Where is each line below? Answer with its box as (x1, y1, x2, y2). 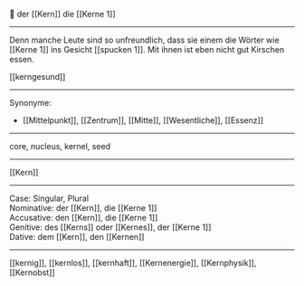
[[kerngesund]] (9, 71, 66, 81)
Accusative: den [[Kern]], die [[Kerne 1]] (9, 213, 158, 223)
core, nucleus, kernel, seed (9, 141, 111, 151)
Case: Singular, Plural (9, 193, 89, 204)
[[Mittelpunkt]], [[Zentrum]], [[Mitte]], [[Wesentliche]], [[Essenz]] (22, 115, 264, 126)
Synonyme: (9, 98, 52, 108)
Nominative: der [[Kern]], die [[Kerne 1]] (9, 203, 157, 213)
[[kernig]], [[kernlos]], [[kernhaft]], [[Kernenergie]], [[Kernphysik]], (9, 258, 257, 268)
